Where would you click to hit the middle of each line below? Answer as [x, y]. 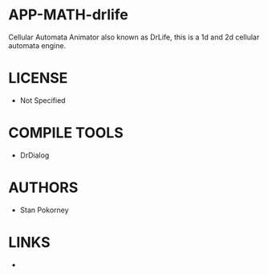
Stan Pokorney [45, 210]
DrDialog [35, 155]
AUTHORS [43, 187]
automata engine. [37, 45]
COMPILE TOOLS [66, 133]
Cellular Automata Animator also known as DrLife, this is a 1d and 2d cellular [134, 37]
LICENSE [38, 78]
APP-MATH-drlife [68, 15]
